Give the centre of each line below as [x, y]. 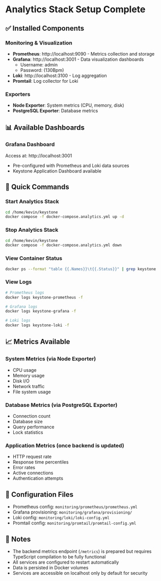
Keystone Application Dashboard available [57, 171]
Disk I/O [21, 381]
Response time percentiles [41, 462]
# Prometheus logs [25, 293]
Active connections [33, 473]
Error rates [24, 468]
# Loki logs [18, 321]
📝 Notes [18, 539]
